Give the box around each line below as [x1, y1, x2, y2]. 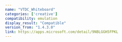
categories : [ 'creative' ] [5, 12, 57, 16]
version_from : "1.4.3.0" [5, 25, 55, 30]
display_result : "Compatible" [5, 20, 67, 26]
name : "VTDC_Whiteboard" [5, 7, 55, 12]
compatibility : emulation [5, 16, 57, 21]
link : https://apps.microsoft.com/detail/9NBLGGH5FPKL [5, 29, 119, 34]
